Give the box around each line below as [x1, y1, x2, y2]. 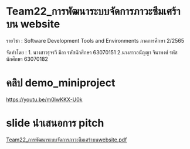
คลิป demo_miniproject [6, 77, 116, 89]
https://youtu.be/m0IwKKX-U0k [6, 96, 83, 103]
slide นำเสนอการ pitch [6, 116, 104, 130]
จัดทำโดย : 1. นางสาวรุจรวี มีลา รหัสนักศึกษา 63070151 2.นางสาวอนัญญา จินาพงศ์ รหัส [6, 48, 178, 56]
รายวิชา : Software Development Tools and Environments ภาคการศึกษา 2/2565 [6, 37, 185, 44]
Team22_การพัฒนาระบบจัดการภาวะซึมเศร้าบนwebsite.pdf [6, 136, 127, 143]
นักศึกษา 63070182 [6, 55, 49, 63]
